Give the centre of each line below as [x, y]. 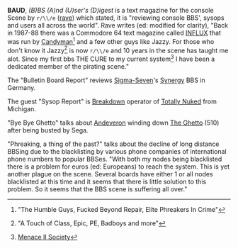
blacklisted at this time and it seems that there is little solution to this [107, 181]
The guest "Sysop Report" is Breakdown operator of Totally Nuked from [112, 101]
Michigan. [22, 108]
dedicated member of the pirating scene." [68, 66]
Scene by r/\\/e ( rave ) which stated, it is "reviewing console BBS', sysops [116, 18]
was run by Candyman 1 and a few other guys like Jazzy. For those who [111, 41]
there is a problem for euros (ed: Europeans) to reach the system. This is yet [119, 167]
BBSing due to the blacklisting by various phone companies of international [117, 151]
